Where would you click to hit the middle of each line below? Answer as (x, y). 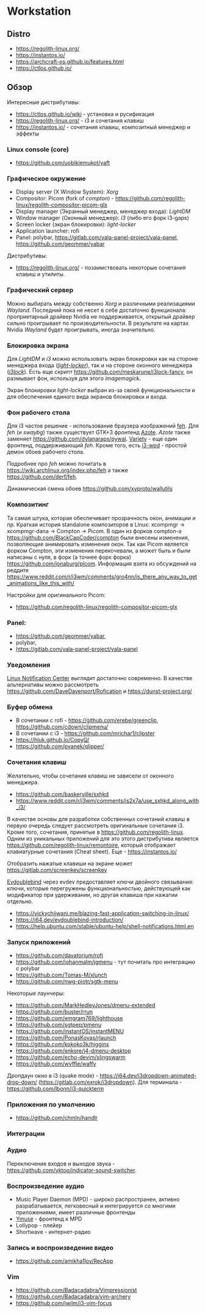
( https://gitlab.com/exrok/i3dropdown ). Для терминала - (110, 1082)
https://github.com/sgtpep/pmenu (59, 1025)
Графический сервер (40, 290)
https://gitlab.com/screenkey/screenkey (57, 870)
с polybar (28, 969)
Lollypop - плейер (39, 1225)
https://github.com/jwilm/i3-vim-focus (64, 1303)
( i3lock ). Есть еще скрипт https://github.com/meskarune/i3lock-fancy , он (100, 372)
